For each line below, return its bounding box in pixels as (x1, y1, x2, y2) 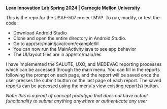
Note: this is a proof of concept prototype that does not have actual (6, 93, 148, 98)
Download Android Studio (13, 30, 68, 35)
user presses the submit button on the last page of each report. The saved (6, 78, 161, 83)
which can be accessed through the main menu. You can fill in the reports (6, 66, 160, 72)
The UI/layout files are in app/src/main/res (13, 51, 102, 57)
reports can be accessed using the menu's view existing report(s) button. (6, 83, 159, 89)
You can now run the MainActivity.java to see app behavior (13, 46, 137, 52)
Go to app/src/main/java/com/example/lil (13, 41, 99, 47)
